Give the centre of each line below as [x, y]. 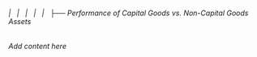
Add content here [38, 47]
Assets [20, 21]
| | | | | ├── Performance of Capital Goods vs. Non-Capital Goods [128, 13]
